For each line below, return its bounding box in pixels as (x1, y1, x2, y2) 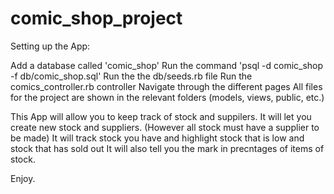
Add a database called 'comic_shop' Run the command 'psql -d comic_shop (10, 59, 324, 71)
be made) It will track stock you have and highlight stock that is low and (10, 132, 305, 144)
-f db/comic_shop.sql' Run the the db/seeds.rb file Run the (10, 70, 253, 82)
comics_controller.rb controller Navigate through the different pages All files (10, 80, 323, 92)
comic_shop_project (10, 7, 183, 30)
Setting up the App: (10, 40, 91, 52)
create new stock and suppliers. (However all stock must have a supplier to (10, 121, 320, 133)
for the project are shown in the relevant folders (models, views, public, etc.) (10, 91, 325, 103)
